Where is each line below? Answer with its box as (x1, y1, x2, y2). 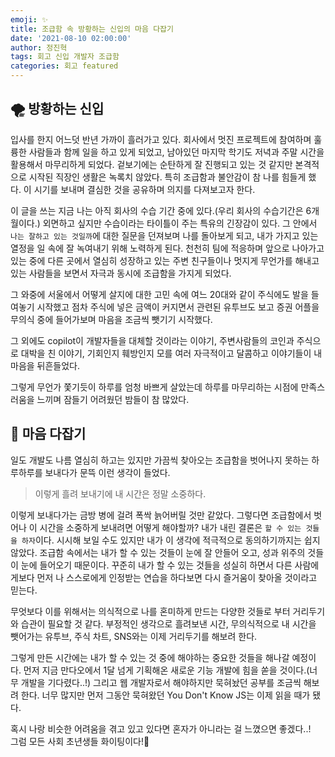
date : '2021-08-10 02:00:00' (10, 33, 132, 43)
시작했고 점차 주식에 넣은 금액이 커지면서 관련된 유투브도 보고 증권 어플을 (36, 301, 320, 313)
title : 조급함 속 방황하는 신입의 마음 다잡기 (10, 24, 174, 34)
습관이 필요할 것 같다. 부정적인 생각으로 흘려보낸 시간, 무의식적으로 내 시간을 (20, 617, 317, 630)
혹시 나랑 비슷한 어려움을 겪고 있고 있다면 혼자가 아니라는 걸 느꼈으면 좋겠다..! (10, 722, 312, 735)
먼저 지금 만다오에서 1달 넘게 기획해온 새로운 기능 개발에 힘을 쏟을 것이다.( (23, 664, 310, 676)
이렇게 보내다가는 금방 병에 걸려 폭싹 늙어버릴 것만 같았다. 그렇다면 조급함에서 (10, 509, 312, 521)
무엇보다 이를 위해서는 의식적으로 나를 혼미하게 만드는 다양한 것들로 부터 (10, 605, 291, 617)
